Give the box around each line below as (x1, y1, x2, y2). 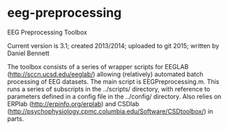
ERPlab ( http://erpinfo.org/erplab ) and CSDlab (7, 99, 139, 108)
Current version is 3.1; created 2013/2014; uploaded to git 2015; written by (7, 41, 220, 50)
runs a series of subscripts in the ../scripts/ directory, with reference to (7, 85, 211, 93)
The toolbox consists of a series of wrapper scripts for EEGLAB (7, 62, 189, 71)
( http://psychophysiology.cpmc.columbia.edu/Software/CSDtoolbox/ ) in (7, 107, 213, 115)
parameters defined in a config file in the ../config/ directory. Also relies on (7, 92, 222, 101)
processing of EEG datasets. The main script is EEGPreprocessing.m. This (7, 77, 220, 85)
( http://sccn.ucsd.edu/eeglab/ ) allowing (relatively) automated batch (7, 70, 204, 78)
